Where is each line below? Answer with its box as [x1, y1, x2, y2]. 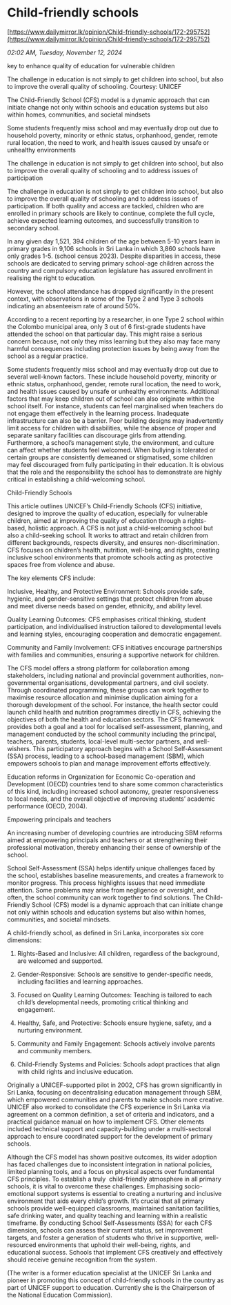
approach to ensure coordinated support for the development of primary [7, 1132, 213, 1140]
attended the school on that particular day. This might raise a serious [7, 330, 203, 338]
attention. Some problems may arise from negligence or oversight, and [7, 886, 208, 894]
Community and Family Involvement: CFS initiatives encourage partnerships [7, 643, 223, 651]
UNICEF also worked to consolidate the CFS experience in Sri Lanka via [7, 1102, 210, 1111]
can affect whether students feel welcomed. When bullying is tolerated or [7, 446, 216, 454]
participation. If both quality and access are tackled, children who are [7, 201, 205, 210]
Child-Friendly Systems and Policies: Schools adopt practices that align [17, 1060, 221, 1068]
